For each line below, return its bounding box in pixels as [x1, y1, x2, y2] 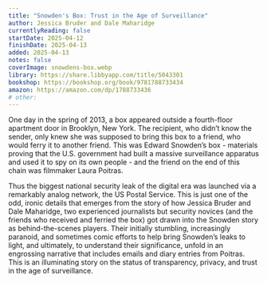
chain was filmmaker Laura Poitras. [8, 166, 124, 175]
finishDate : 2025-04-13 [8, 41, 88, 49]
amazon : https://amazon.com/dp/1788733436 [8, 85, 151, 94]
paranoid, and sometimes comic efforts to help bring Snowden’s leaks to [8, 232, 245, 242]
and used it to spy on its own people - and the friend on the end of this [8, 157, 241, 167]
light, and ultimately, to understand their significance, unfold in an [8, 241, 224, 250]
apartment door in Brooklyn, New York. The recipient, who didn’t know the [8, 124, 253, 133]
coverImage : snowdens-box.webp [8, 64, 112, 72]
